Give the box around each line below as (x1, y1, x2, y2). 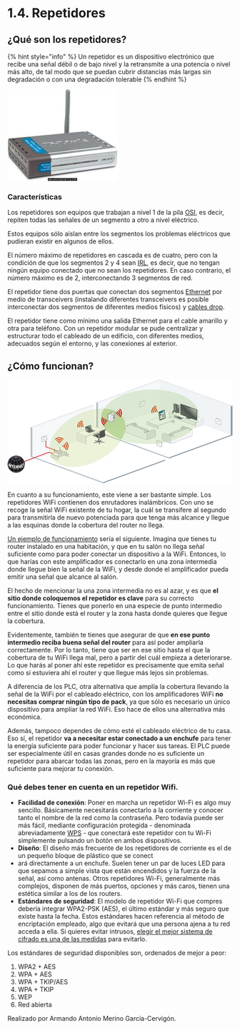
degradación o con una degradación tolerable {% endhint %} (7, 75, 187, 84)
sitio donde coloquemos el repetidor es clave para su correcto (7, 594, 194, 602)
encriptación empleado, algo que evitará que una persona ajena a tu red (17, 919, 231, 929)
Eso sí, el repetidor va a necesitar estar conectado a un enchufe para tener (7, 734, 231, 742)
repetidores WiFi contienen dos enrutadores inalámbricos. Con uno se (7, 498, 214, 506)
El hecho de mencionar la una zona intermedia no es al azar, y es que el (7, 586, 219, 595)
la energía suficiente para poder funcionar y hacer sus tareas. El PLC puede (7, 741, 231, 750)
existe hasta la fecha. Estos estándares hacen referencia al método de (17, 912, 225, 921)
